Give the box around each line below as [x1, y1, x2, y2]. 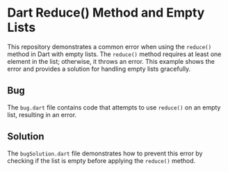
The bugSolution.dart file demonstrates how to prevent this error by [7, 149, 203, 157]
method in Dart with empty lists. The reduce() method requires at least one [7, 50, 222, 58]
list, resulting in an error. [7, 110, 77, 119]
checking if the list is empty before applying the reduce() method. [7, 156, 196, 164]
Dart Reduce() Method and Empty [7, 5, 205, 21]
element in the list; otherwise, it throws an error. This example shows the [7, 57, 215, 65]
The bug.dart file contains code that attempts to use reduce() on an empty [7, 103, 221, 112]
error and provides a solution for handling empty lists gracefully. [7, 64, 191, 73]
